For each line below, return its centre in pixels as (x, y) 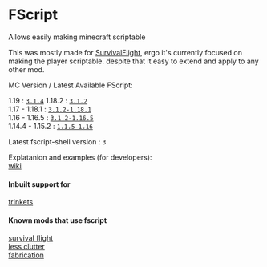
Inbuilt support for (39, 184)
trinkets (21, 202)
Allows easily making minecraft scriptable (77, 37)
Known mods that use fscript (58, 220)
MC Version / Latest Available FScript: (71, 85)
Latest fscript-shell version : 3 (57, 141)
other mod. (26, 69)
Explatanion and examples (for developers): (80, 157)
